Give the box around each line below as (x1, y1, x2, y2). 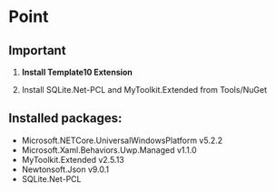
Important (8, 43, 66, 58)
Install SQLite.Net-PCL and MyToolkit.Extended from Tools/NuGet (21, 85, 267, 95)
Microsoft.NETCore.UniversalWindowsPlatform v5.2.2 (21, 135, 223, 146)
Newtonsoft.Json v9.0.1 (21, 164, 110, 175)
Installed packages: (8, 111, 123, 126)
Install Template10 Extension (21, 66, 133, 77)
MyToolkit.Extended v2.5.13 (21, 154, 124, 165)
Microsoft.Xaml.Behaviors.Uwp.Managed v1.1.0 (21, 144, 197, 156)
